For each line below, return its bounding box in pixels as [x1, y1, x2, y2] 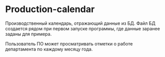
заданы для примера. [5, 31, 52, 37]
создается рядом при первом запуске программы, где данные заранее [5, 25, 160, 31]
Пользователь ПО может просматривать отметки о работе [5, 40, 133, 46]
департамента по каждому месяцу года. [5, 46, 93, 52]
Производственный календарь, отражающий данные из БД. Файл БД [5, 20, 155, 26]
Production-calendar [5, 4, 95, 15]
